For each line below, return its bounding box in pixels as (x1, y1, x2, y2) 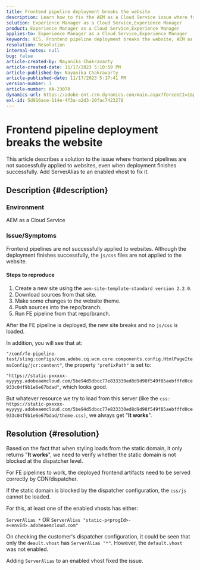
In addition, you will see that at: (6, 339, 83, 346)
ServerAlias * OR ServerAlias (6, 516, 81, 523)
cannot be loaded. (6, 493, 51, 500)
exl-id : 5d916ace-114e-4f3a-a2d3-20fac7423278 (6, 97, 124, 103)
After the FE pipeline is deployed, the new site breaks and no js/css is (6, 321, 178, 328)
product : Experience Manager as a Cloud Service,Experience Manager (6, 25, 180, 32)
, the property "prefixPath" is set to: (62, 361, 152, 368)
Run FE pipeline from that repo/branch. (14, 310, 111, 317)
